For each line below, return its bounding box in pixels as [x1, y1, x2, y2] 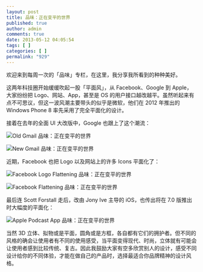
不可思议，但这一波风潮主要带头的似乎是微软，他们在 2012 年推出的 [11, 99, 180, 106]
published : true [6, 20, 47, 26]
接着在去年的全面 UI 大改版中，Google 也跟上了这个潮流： [6, 119, 151, 127]
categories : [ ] [6, 48, 47, 54]
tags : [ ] [6, 43, 31, 49]
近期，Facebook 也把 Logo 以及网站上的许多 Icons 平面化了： [6, 157, 160, 165]
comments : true [6, 31, 45, 37]
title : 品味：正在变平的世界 [6, 14, 71, 21]
